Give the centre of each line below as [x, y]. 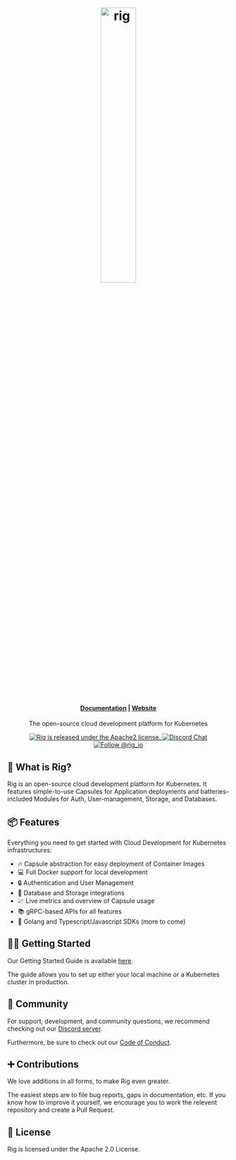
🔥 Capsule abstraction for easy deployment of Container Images [111, 864]
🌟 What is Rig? [39, 767]
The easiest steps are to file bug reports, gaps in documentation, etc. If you [117, 1095]
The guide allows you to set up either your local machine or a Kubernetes [113, 974]
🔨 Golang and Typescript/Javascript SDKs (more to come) [101, 922]
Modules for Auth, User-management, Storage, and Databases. [126, 799]
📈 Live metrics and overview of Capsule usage [86, 901]
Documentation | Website [118, 708]
